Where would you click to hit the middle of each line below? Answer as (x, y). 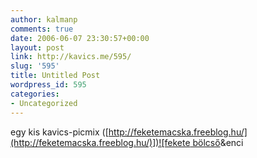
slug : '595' (35, 66)
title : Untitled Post (55, 76)
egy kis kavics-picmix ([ (59, 132)
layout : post (37, 47)
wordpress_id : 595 (48, 85)
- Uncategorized (44, 103)
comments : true (42, 29)
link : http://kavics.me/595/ (71, 57)
